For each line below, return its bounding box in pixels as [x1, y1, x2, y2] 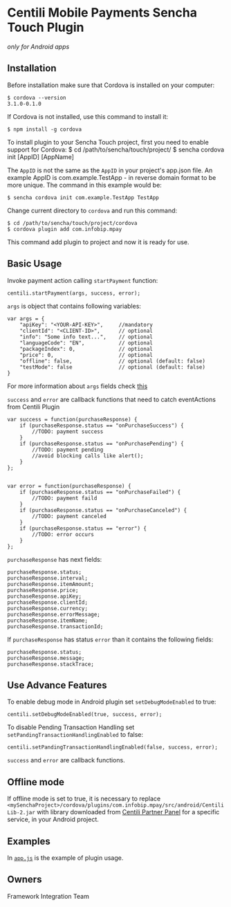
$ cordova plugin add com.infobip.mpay [7, 226, 122, 232]
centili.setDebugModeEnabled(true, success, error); [7, 711, 163, 718]
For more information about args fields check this [7, 382, 148, 390]
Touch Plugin [7, 19, 84, 35]
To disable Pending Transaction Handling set [7, 723, 135, 731]
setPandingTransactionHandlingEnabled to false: [7, 731, 144, 739]
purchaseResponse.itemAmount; [7, 580, 95, 587]
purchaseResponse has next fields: [7, 555, 102, 563]
